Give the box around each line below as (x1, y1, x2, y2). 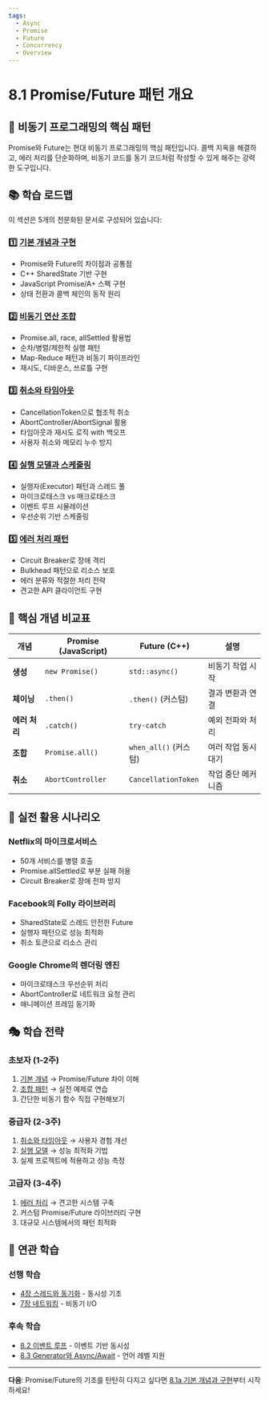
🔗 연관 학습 (8, 1244, 60, 1257)
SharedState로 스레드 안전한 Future (19, 918, 134, 927)
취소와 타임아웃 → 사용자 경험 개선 (19, 1136, 128, 1145)
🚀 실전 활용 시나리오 (8, 810, 101, 824)
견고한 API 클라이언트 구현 (19, 586, 102, 595)
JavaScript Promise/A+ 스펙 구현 (19, 279, 126, 289)
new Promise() (45, 667, 98, 676)
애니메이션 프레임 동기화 (19, 999, 96, 1009)
